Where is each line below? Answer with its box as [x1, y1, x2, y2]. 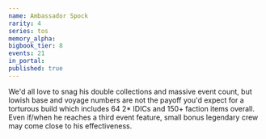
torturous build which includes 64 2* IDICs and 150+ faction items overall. [8, 103, 255, 113]
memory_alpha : [8, 34, 57, 43]
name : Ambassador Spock [8, 11, 89, 20]
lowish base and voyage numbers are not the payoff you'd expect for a [8, 95, 244, 105]
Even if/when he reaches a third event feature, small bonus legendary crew [8, 112, 259, 122]
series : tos [8, 27, 49, 35]
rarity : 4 [8, 19, 42, 27]
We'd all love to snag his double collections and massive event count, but [8, 86, 252, 96]
